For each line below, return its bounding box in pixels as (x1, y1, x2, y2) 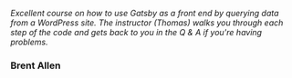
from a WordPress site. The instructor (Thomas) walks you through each (10, 17, 284, 28)
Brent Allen (10, 59, 61, 72)
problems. (10, 36, 48, 47)
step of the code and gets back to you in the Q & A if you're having (10, 27, 263, 37)
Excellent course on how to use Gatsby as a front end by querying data (10, 8, 279, 18)
